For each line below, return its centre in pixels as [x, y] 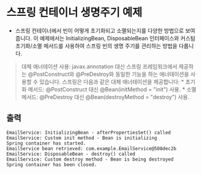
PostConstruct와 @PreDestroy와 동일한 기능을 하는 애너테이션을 [111, 74]
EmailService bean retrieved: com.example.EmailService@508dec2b [91, 148]
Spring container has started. [46, 143]
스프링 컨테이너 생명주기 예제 [74, 13]
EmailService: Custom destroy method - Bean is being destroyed [90, 159]
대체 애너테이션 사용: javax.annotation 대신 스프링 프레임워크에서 [99, 66]
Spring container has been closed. [52, 165]
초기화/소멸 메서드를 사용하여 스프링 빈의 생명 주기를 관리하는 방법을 [96, 46]
